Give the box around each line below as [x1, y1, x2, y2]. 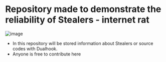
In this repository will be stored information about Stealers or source [12, 40, 153, 46]
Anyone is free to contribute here [12, 51, 81, 57]
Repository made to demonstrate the [5, 3, 161, 15]
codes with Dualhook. [12, 45, 58, 51]
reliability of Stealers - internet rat [5, 14, 149, 25]
